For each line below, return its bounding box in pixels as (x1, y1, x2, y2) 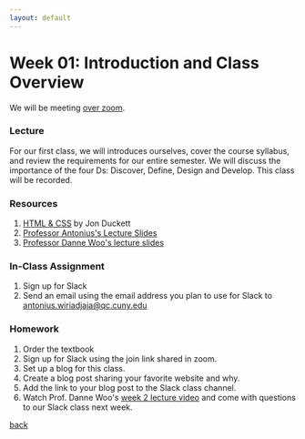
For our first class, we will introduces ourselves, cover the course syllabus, (9, 145, 290, 156)
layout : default (9, 13, 71, 23)
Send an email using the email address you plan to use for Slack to (22, 291, 273, 301)
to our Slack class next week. (22, 402, 134, 413)
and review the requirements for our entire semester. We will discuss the (9, 155, 281, 166)
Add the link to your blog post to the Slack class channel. (22, 382, 237, 393)
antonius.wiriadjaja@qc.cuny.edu (22, 300, 147, 311)
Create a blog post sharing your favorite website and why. (22, 373, 240, 383)
